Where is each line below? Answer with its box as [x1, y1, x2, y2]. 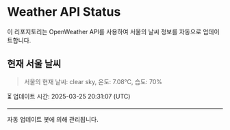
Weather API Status [7, 4, 121, 20]
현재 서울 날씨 [7, 58, 62, 70]
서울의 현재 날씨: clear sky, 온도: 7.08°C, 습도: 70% [23, 77, 163, 86]
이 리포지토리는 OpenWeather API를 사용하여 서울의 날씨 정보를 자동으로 [7, 27, 202, 36]
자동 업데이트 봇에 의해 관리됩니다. [7, 115, 99, 123]
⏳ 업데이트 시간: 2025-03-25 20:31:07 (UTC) [7, 92, 131, 100]
